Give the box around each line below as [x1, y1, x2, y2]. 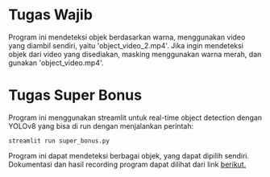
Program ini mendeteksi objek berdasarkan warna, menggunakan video [8, 32, 246, 42]
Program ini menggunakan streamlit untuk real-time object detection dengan [8, 113, 263, 122]
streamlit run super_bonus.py [8, 137, 110, 145]
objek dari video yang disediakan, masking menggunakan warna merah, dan [8, 49, 262, 59]
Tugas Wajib [8, 6, 93, 24]
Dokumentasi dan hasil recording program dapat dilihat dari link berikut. [8, 159, 247, 169]
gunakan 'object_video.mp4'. [8, 58, 104, 68]
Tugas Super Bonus [8, 86, 143, 105]
